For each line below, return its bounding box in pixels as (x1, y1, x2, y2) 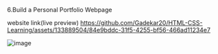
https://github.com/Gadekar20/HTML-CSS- (80, 19, 203, 26)
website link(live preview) (7, 19, 79, 26)
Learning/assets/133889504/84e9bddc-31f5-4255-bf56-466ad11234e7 (7, 26, 211, 34)
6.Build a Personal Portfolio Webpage (7, 6, 112, 13)
